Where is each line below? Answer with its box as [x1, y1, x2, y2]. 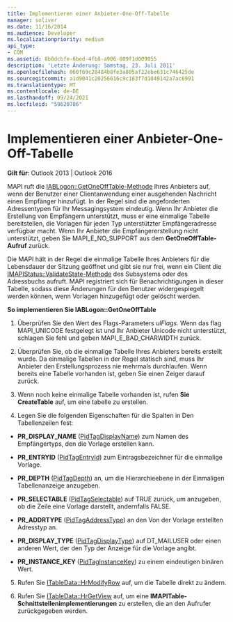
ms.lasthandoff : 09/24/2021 [7, 95, 89, 102]
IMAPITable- [150, 591, 188, 600]
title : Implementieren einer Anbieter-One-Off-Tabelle [7, 10, 170, 17]
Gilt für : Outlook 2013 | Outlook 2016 [7, 169, 113, 177]
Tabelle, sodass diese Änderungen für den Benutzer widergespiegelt [7, 284, 204, 293]
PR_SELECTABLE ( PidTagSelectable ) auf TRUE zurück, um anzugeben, [17, 495, 221, 503]
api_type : [7, 42, 36, 49]
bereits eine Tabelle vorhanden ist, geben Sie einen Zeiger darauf [17, 369, 205, 378]
